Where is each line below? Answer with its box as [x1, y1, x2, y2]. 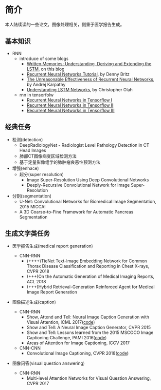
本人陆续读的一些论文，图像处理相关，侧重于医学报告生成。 [5, 21, 125, 27]
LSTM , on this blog [26, 66, 65, 72]
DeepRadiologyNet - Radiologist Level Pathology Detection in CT [19, 142, 149, 148]
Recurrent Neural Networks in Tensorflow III [26, 107, 115, 113]
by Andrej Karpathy [26, 81, 66, 87]
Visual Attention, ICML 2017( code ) [26, 319, 95, 325]
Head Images [19, 147, 46, 153]
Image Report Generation [26, 289, 77, 295]
